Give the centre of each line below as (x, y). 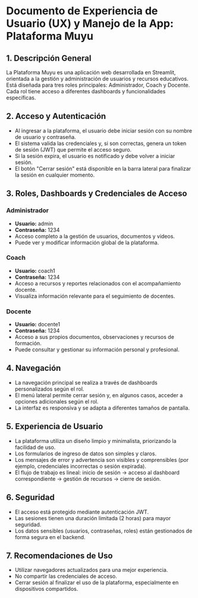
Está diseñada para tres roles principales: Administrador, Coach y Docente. (98, 85)
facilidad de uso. (35, 447)
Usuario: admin (34, 224)
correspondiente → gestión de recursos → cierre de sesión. (88, 479)
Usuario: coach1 (35, 270)
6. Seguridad (30, 498)
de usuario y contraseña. (45, 137)
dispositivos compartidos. (46, 589)
